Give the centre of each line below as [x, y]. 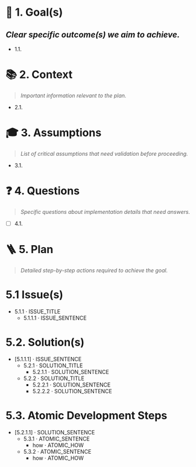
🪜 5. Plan [30, 250]
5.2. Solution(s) [45, 342]
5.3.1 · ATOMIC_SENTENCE [56, 439]
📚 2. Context [39, 75]
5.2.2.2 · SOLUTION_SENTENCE [72, 391]
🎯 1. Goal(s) [34, 12]
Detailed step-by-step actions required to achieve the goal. [94, 270]
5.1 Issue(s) [35, 295]
